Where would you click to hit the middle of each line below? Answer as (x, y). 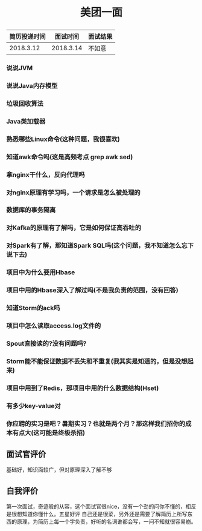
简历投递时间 (28, 37)
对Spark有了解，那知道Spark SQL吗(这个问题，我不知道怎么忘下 (100, 246)
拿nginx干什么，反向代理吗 (46, 174)
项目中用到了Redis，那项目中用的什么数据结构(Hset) (83, 388)
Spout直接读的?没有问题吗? (46, 343)
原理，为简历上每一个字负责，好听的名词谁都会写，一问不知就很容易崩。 (106, 522)
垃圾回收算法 (25, 104)
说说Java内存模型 (32, 86)
